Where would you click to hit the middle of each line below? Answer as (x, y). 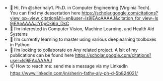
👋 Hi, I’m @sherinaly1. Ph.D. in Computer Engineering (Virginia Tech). (80, 8)
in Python (20, 44)
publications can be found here (42, 55)
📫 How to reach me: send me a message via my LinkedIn (69, 66)
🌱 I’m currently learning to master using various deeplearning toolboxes (83, 39)
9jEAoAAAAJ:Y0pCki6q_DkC (40, 23)
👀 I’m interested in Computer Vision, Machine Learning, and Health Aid (82, 29)
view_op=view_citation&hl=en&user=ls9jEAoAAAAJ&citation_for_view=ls (84, 18)
